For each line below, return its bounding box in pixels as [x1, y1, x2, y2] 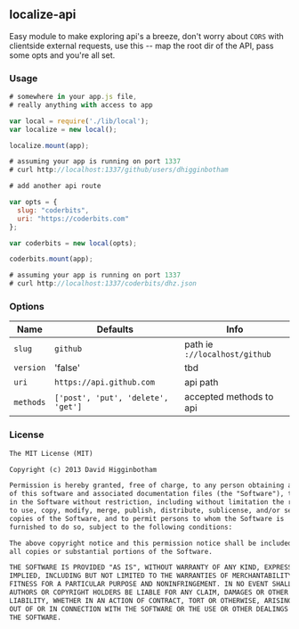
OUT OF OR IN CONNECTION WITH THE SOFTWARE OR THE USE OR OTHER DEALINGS [9, 604, 289, 614]
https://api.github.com [54, 377, 156, 387]
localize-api [9, 7, 77, 22]
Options [9, 301, 44, 313]
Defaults [96, 323, 133, 335]
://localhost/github [184, 350, 271, 360]
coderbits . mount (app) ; [9, 254, 93, 264]
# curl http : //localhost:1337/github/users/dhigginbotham [9, 165, 229, 175]
